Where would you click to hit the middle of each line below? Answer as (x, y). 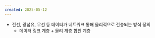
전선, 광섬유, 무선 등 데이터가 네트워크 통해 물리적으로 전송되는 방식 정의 (81, 24)
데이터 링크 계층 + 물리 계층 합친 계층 (55, 31)
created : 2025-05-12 (26, 10)
